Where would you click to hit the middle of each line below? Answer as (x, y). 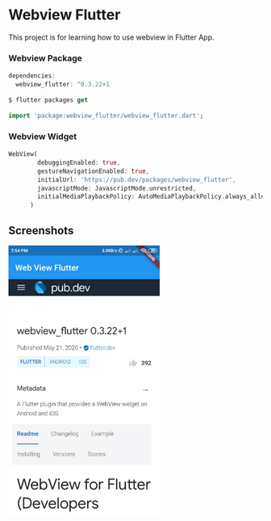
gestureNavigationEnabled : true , (94, 171)
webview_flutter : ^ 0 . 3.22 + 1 (63, 85)
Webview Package (46, 58)
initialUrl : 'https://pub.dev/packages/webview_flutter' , (137, 179)
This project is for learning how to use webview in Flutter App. (112, 37)
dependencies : (32, 76)
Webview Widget (43, 137)
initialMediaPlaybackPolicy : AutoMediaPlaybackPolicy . (131, 197)
